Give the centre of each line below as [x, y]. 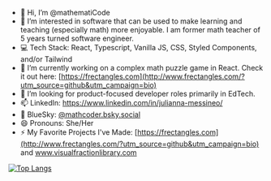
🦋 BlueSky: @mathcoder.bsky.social [80, 114]
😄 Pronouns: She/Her [57, 123]
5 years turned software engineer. [77, 38]
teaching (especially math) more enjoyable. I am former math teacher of [140, 30]
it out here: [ [41, 76]
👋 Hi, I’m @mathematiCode [65, 13]
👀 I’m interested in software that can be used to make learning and [131, 21]
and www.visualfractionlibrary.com [78, 153]
